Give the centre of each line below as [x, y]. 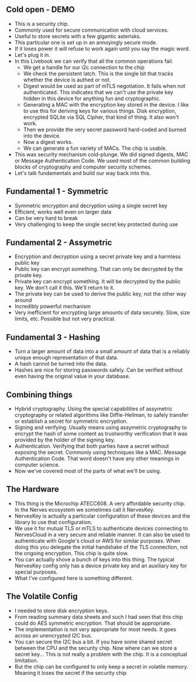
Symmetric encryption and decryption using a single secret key [91, 205]
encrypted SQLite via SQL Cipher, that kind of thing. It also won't [101, 117]
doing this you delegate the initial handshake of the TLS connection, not [101, 547]
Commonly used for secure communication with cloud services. [92, 30]
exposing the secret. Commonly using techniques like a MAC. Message [100, 453]
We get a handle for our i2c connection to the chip [84, 67]
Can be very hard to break [46, 218]
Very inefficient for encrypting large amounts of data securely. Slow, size [102, 313]
